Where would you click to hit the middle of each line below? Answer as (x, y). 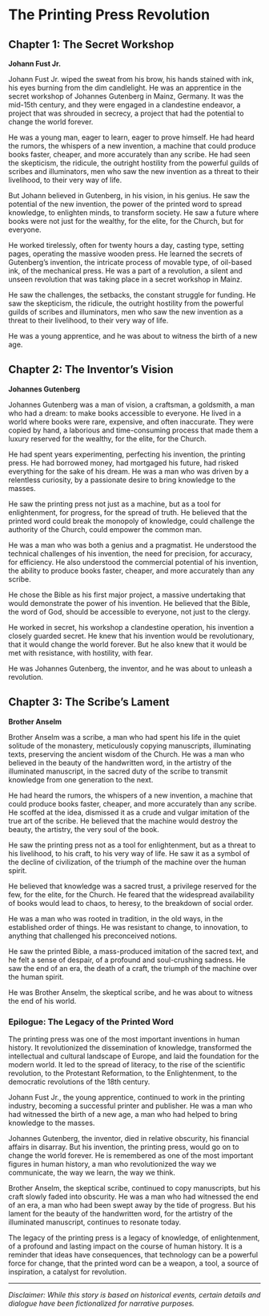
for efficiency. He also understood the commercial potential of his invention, (133, 562)
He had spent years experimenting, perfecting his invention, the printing (127, 454)
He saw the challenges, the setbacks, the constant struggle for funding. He (132, 295)
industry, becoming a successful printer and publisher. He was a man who (130, 1106)
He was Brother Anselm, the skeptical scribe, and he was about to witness (131, 992)
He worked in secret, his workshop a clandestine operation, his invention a (131, 627)
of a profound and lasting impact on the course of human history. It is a (125, 1246)
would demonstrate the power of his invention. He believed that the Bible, (129, 603)
